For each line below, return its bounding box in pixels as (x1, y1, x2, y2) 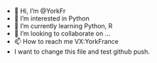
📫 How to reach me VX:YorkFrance (13, 38, 119, 45)
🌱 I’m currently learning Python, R (13, 22, 113, 30)
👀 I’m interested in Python (13, 14, 90, 23)
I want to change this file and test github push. (13, 47, 151, 56)
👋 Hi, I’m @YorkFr (13, 7, 66, 15)
